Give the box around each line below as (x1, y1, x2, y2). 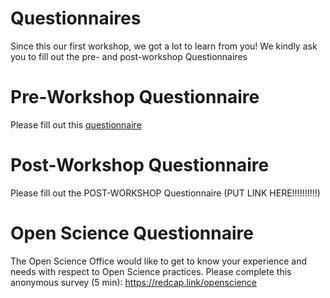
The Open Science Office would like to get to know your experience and (10, 255, 308, 267)
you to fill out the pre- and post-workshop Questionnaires (10, 50, 248, 62)
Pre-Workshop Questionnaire (10, 86, 260, 109)
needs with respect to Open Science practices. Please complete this (10, 265, 292, 277)
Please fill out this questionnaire (10, 118, 142, 131)
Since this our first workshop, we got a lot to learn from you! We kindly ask (10, 40, 318, 52)
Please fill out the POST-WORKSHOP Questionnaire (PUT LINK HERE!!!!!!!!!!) (10, 187, 321, 199)
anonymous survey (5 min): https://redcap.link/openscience (10, 276, 257, 288)
